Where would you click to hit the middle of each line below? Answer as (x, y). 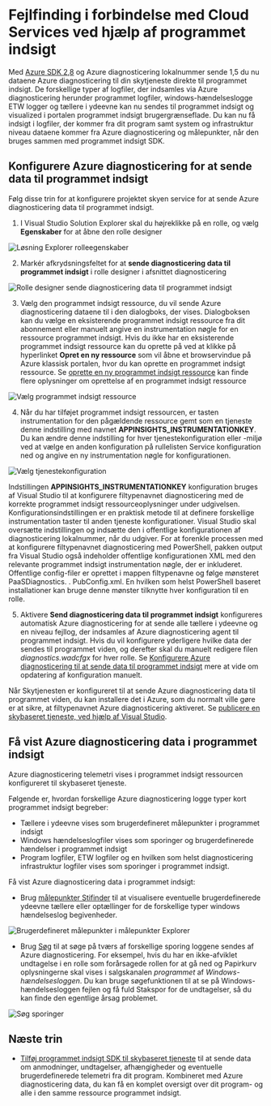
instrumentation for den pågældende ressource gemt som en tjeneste (136, 420)
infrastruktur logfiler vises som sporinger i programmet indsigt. (125, 866)
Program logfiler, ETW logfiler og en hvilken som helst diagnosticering (136, 857)
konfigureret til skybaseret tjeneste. (68, 783)
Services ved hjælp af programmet (127, 32)
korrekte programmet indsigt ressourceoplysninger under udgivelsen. (124, 504)
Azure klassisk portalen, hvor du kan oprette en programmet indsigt (133, 364)
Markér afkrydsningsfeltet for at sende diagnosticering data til (125, 263)
